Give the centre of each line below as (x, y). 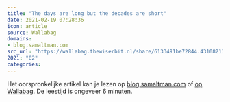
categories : (24, 64)
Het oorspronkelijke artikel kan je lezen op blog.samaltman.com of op (105, 84)
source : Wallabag (32, 33)
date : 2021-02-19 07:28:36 (46, 20)
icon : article (27, 26)
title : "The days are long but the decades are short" (87, 13)
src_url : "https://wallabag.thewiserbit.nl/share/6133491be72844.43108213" (117, 52)
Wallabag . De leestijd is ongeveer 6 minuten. (70, 91)
